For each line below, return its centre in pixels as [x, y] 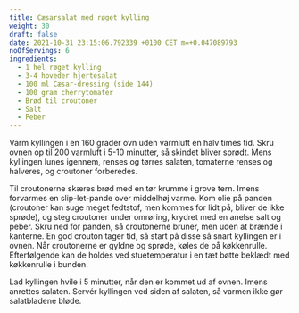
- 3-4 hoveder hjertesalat [67, 76]
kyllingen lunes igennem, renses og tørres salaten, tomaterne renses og [141, 162]
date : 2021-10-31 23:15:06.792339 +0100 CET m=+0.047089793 [124, 42]
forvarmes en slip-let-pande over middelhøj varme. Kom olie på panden [141, 199]
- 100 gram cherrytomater [66, 92]
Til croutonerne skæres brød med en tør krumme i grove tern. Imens [134, 189]
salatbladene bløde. [46, 301]
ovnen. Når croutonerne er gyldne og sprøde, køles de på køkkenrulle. [138, 246]
